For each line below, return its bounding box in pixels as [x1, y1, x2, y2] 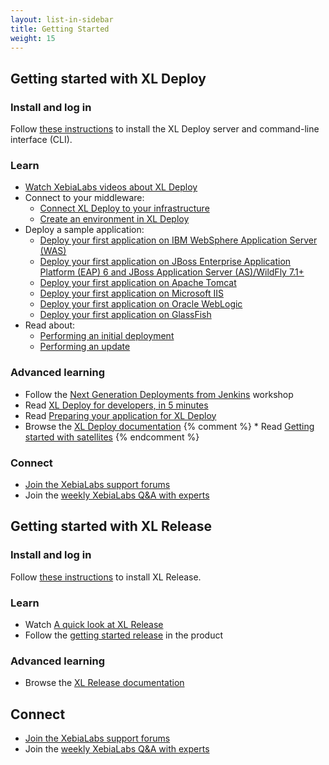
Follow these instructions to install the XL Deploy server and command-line [10, 123, 320, 135]
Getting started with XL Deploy [10, 70, 207, 87]
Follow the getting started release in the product [24, 629, 224, 641]
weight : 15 [10, 33, 56, 43]
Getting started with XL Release [10, 518, 212, 535]
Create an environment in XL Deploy [39, 213, 190, 225]
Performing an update [39, 341, 131, 353]
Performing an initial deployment [39, 330, 175, 342]
